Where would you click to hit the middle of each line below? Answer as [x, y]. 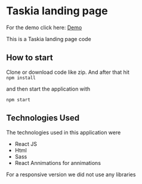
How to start [30, 58]
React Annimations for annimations [58, 163]
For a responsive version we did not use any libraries [71, 174]
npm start [18, 99]
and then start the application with [48, 89]
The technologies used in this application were [64, 132]
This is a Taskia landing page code [49, 39]
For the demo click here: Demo [44, 27]
